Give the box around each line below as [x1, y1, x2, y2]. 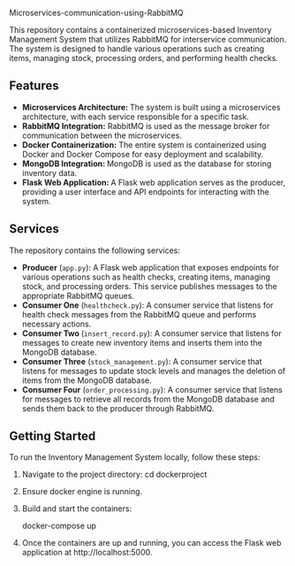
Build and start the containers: [21, 503, 132, 514]
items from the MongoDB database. [21, 375, 152, 386]
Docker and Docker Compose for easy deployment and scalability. [21, 149, 264, 159]
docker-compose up [21, 521, 97, 532]
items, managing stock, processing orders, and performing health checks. [9, 53, 278, 63]
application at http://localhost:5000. [21, 547, 153, 558]
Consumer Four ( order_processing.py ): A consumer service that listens [21, 384, 283, 394]
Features [9, 79, 59, 94]
